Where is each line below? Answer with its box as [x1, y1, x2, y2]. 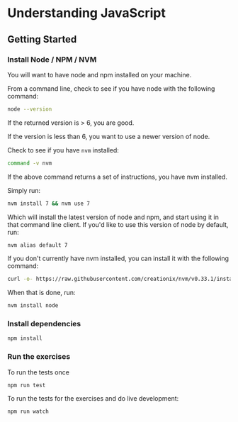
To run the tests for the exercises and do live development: [7, 394, 179, 403]
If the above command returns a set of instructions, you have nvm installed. [7, 172, 228, 181]
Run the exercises [7, 352, 71, 362]
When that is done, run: [7, 289, 76, 297]
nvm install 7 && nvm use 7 [7, 200, 91, 207]
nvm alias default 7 [7, 241, 69, 249]
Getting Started [7, 33, 77, 45]
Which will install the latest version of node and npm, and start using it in [7, 213, 220, 221]
